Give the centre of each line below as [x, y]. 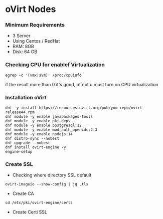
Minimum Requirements [35, 25]
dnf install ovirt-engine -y [36, 147]
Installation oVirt [26, 97]
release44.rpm [20, 112]
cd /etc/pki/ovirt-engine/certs [39, 203]
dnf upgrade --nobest [28, 143]
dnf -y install [21, 108]
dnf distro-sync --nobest [32, 139]
